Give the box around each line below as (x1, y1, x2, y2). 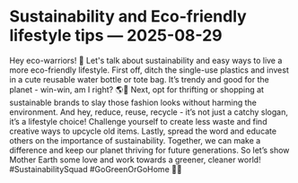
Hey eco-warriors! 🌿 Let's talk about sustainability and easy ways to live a (9, 55, 283, 65)
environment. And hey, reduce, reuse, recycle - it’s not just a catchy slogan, (9, 106, 289, 118)
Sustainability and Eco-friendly (9, 6, 247, 27)
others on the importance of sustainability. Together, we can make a (9, 135, 261, 145)
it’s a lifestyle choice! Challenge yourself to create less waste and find (9, 116, 267, 126)
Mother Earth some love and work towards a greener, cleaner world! (9, 154, 262, 165)
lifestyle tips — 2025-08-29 (9, 25, 223, 46)
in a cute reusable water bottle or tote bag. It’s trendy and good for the (9, 74, 269, 84)
